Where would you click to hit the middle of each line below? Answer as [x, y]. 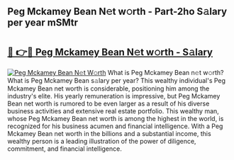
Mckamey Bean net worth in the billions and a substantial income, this [109, 133]
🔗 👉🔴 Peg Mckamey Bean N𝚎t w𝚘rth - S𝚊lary [110, 52]
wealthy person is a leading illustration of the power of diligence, [102, 141]
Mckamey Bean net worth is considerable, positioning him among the [108, 88]
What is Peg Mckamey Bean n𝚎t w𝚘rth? [166, 73]
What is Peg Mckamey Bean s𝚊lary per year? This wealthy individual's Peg [116, 80]
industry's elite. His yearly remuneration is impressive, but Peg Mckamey [114, 96]
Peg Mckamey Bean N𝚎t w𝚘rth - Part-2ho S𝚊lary [117, 12]
